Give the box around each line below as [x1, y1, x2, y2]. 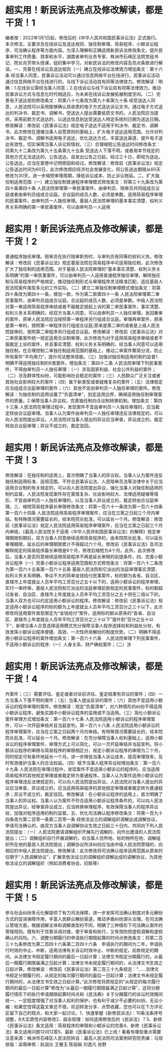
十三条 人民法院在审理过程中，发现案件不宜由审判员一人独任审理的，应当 [5, 404, 155, 410]
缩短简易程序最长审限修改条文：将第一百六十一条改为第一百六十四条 [22, 503, 163, 509]
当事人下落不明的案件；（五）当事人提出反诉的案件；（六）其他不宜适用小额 [9, 697, 163, 703]
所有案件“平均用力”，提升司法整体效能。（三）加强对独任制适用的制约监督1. [5, 354, 159, 360]
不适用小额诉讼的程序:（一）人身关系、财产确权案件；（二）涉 [5, 641, 131, 647]
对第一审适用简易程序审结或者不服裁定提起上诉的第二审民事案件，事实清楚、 [5, 303, 163, 309]
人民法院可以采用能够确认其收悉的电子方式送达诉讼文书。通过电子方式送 [13, 103, 163, 109]
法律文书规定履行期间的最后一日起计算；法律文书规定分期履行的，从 [18, 953, 158, 959]
